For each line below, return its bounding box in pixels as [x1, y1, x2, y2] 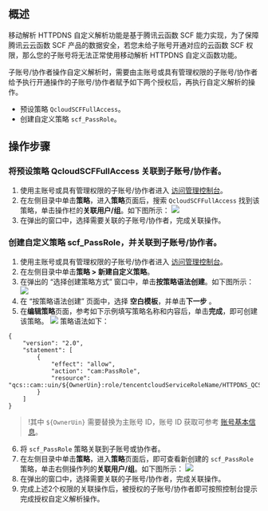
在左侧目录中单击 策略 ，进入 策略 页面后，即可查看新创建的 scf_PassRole [19, 454, 254, 463]
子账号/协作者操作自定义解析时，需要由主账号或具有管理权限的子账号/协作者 [8, 67, 258, 77]
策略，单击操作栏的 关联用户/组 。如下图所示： [19, 205, 170, 215]
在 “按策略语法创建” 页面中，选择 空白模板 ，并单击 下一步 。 [19, 296, 216, 306]
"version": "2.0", [22, 339, 84, 347]
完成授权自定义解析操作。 [19, 493, 104, 503]
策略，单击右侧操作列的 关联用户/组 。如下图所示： [19, 464, 184, 473]
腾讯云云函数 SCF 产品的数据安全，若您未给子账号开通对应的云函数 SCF [8, 40, 245, 50]
